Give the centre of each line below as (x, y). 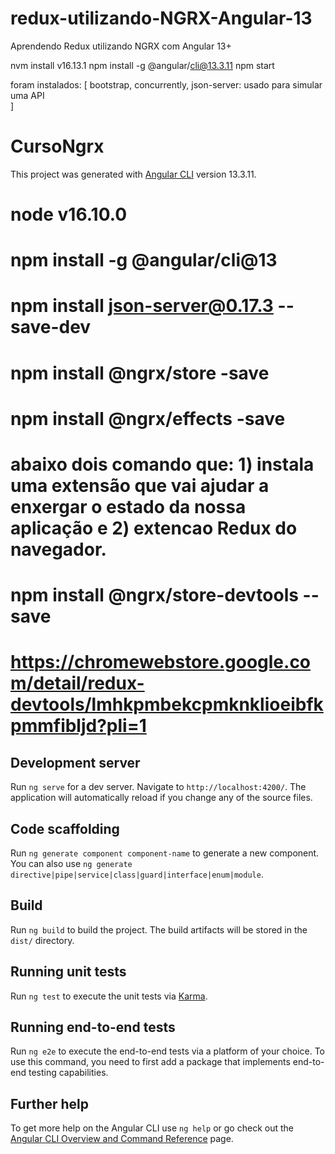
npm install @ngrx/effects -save (148, 418)
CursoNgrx (57, 146)
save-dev (51, 327)
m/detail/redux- (77, 683)
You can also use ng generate (71, 863)
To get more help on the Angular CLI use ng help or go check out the (152, 1128)
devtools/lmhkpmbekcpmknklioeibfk (167, 704)
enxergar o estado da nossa (128, 507)
